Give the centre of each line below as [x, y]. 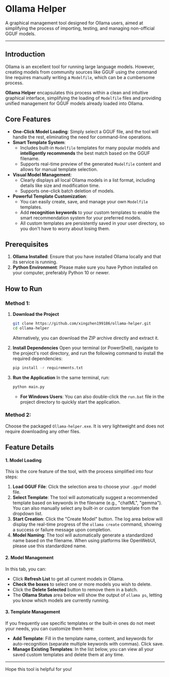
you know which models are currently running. [61, 600]
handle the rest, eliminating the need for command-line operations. [82, 137]
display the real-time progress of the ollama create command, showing [87, 524]
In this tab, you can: [26, 569]
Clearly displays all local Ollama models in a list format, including [88, 180]
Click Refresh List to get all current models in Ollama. [68, 579]
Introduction [25, 55]
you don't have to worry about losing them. [65, 228]
